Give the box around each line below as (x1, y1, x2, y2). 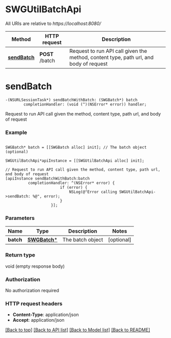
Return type (5, 251, 36, 259)
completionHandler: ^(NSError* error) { (27, 181, 115, 186)
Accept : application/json (12, 317, 65, 323)
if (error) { (60, 185, 88, 190)
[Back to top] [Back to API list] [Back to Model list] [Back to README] (5, 327, 150, 333)
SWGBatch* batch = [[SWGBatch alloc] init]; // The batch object (5, 145, 147, 150)
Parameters (5, 215, 35, 222)
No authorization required (5, 288, 60, 294)
